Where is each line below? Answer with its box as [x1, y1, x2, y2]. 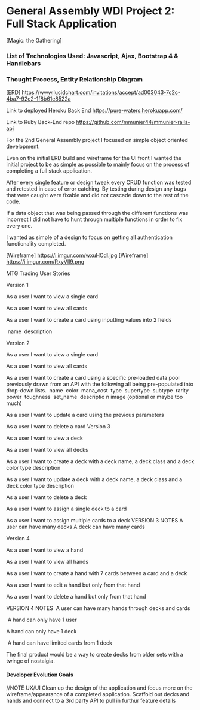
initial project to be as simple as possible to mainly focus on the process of [6, 161, 190, 168]
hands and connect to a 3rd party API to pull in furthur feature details [6, 697, 176, 705]
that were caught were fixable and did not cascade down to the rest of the [6, 192, 189, 199]
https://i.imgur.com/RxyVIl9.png [6, 258, 85, 265]
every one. [6, 222, 33, 229]
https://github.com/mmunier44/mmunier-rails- [76, 119, 190, 126]
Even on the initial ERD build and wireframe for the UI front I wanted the [6, 155, 182, 162]
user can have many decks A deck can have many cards [6, 523, 145, 531]
